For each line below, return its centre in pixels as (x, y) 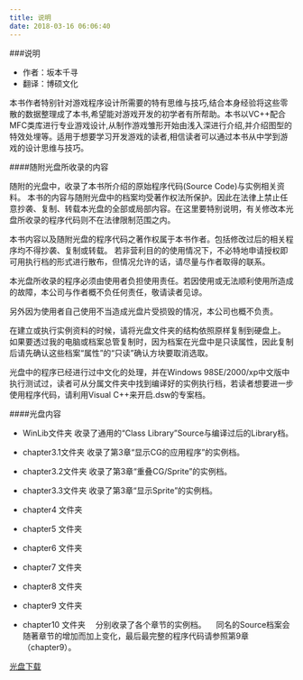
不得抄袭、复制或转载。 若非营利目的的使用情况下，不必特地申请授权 (152, 250)
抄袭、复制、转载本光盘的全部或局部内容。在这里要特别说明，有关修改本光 (155, 208)
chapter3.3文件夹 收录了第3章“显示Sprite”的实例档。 (120, 490)
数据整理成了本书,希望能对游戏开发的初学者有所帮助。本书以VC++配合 (155, 114)
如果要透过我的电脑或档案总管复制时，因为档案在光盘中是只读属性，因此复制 (151, 341)
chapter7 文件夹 (52, 567)
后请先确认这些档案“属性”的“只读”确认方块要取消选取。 (111, 353)
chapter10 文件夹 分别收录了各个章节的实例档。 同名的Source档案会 (156, 624)
